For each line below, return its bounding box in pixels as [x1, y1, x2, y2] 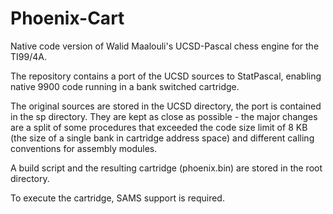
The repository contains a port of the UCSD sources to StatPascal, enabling [10, 70, 322, 82]
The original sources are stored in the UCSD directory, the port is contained [10, 100, 322, 112]
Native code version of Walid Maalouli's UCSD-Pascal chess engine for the [10, 40, 320, 52]
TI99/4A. [10, 50, 47, 62]
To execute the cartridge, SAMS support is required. [10, 192, 225, 204]
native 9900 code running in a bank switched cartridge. [10, 80, 240, 92]
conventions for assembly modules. [10, 142, 158, 154]
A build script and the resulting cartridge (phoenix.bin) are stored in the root [10, 162, 323, 174]
